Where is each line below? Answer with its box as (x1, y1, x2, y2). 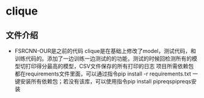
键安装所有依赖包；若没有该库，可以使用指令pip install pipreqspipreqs (14, 78, 191, 85)
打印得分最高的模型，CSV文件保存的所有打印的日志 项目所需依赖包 (25, 63, 194, 69)
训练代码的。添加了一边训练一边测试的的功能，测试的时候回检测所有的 (14, 55, 192, 62)
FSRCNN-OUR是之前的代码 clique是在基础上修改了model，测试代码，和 (14, 47, 197, 54)
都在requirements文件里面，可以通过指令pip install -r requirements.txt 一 (14, 70, 198, 77)
